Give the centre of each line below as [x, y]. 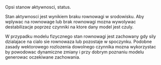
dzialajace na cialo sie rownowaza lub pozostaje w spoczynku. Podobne [79, 42]
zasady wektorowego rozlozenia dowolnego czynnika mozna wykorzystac [81, 47]
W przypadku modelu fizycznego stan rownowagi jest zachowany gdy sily [81, 36]
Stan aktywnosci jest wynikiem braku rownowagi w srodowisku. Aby [75, 16]
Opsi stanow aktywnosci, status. [38, 7]
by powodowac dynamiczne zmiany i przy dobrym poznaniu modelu [75, 52]
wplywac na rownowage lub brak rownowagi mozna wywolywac [71, 22]
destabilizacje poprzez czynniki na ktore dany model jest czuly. [69, 27]
